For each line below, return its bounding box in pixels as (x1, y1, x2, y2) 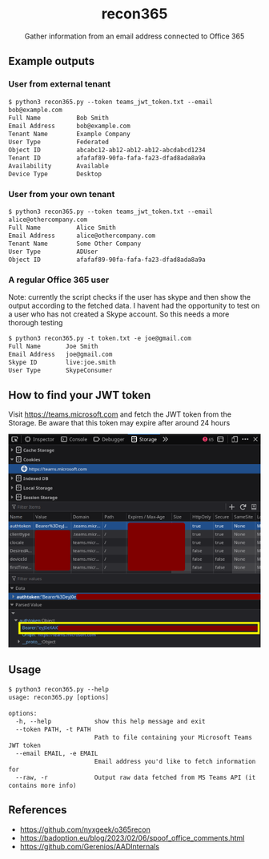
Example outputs (8, 54, 94, 68)
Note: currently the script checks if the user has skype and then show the (8, 292, 251, 302)
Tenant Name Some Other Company (8, 240, 142, 248)
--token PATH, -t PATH (15, 725, 91, 733)
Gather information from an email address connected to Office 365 (24, 31, 245, 41)
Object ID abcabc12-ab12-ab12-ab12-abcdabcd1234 (8, 146, 206, 154)
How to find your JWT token (8, 388, 151, 401)
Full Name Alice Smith (8, 224, 116, 232)
